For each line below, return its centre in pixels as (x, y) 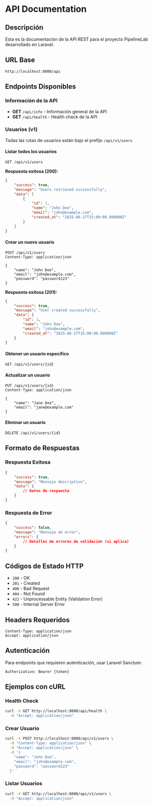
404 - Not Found (29, 594)
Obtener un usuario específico (37, 354)
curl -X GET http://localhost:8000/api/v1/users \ (58, 794)
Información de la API (31, 101)
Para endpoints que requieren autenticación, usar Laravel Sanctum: (74, 663)
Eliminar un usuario (25, 423)
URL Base (20, 60)
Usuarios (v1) (21, 130)
